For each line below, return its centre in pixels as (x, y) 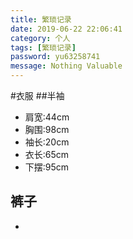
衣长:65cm (47, 154)
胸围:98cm (47, 129)
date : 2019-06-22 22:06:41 (66, 29)
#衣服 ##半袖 (37, 95)
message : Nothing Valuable (66, 66)
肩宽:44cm (47, 117)
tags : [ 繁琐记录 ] (43, 47)
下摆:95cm (47, 167)
